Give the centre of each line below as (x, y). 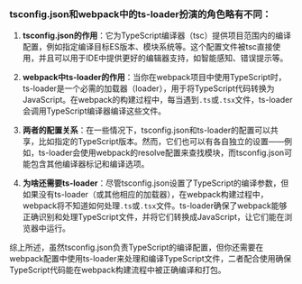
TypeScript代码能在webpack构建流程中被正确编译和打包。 (118, 270)
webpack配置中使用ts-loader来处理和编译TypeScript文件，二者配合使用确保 (150, 259)
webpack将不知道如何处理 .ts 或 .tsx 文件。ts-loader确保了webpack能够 (155, 206)
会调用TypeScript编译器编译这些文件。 (94, 111)
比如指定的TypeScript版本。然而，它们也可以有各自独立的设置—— (161, 142)
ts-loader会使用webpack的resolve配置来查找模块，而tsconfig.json (161, 153)
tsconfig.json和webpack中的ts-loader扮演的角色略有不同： (141, 14)
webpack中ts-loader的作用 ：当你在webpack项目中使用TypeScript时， (154, 78)
